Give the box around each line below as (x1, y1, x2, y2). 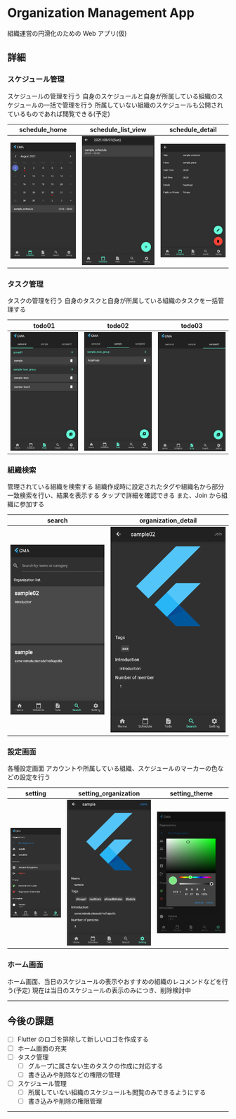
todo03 (181, 321, 203, 330)
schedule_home (19, 125, 67, 134)
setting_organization (78, 789, 140, 798)
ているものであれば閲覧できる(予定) (7, 109, 110, 117)
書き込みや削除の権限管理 (27, 1096, 103, 1105)
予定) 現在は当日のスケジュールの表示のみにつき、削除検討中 (15, 986, 192, 995)
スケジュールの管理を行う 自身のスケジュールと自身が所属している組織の (7, 91, 218, 100)
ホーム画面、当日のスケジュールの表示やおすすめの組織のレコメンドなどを (7, 977, 223, 985)
